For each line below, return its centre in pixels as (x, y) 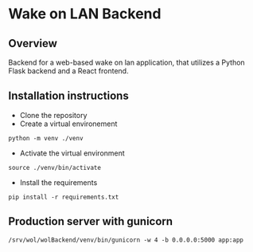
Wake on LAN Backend (85, 14)
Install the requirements (58, 182)
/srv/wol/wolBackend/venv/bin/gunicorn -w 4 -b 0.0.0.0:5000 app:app (126, 240)
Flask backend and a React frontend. (68, 71)
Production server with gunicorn (91, 221)
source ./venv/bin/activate (55, 167)
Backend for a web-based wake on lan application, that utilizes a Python (127, 62)
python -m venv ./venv (46, 138)
